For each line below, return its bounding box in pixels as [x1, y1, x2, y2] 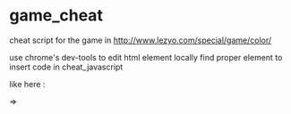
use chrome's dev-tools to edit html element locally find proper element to [9, 52, 283, 62]
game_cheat [9, 5, 103, 26]
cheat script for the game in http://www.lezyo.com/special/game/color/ [9, 35, 272, 45]
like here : [9, 78, 46, 89]
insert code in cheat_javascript [9, 61, 124, 72]
